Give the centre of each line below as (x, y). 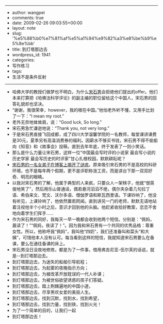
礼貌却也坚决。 (31, 104)
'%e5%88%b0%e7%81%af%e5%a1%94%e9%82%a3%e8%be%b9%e (84, 38)
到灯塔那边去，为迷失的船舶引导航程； (50, 262)
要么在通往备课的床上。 (44, 244)
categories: (23, 60)
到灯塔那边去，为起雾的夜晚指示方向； (50, 268)
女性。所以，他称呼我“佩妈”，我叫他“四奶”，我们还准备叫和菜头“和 (78, 231)
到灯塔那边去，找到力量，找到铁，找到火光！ (57, 304)
